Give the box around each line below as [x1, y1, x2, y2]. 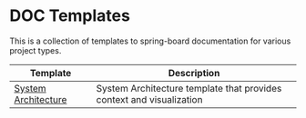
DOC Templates [9, 5, 130, 26]
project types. [9, 44, 62, 55]
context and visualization [96, 93, 203, 105]
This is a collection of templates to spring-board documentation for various [9, 35, 291, 46]
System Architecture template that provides [96, 82, 282, 94]
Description [168, 66, 220, 79]
